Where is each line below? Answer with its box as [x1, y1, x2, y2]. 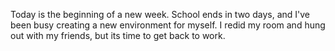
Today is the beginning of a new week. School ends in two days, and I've [10, 9, 311, 20]
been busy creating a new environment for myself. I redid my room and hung [10, 19, 326, 31]
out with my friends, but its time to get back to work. [10, 30, 226, 41]
